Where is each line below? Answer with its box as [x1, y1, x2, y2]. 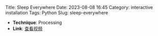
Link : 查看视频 [12, 25, 43, 31]
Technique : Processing [12, 20, 62, 25]
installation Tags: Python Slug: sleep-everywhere [5, 10, 109, 16]
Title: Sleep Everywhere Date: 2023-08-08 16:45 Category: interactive [5, 5, 153, 10]
